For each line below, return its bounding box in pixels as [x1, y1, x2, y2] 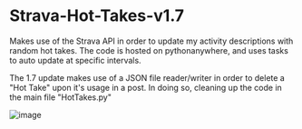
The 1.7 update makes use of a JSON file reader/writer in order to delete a [9, 72, 286, 83]
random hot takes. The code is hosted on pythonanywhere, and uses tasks [9, 45, 288, 55]
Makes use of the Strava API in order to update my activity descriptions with [9, 35, 294, 46]
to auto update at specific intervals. [9, 55, 142, 65]
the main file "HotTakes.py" [9, 92, 112, 103]
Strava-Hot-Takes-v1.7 [9, 5, 184, 26]
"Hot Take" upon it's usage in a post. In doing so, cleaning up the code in [9, 82, 283, 93]
